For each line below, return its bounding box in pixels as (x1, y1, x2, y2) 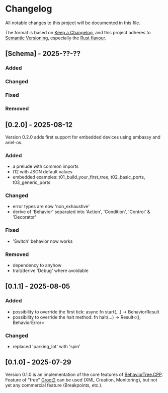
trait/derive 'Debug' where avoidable (12, 268, 89, 274)
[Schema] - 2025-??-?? (5, 49, 80, 58)
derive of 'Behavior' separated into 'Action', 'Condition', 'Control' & (12, 209, 150, 215)
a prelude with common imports (12, 163, 79, 169)
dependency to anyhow (12, 263, 62, 269)
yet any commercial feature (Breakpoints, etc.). (5, 382, 103, 388)
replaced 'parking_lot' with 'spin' (12, 344, 80, 349)
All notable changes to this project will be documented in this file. (5, 20, 141, 26)
